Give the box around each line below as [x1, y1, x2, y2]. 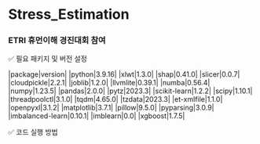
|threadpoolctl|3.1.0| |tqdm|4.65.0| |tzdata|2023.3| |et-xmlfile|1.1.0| [8, 95, 223, 104]
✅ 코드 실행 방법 [8, 128, 58, 137]
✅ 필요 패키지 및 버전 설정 [8, 54, 88, 63]
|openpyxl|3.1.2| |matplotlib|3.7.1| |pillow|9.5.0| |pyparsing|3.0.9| [8, 103, 214, 113]
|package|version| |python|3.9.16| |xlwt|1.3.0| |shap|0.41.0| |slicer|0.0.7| [8, 70, 240, 79]
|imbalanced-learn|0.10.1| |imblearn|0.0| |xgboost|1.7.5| [8, 111, 185, 121]
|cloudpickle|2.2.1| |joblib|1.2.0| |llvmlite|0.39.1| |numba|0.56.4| [8, 78, 211, 88]
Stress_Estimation [8, 5, 130, 23]
